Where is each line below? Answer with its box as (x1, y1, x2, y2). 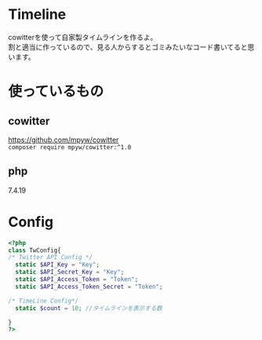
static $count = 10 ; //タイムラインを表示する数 (15, 304, 162, 312)
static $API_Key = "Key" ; (15, 261, 100, 269)
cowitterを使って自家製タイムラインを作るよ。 (8, 32, 158, 42)
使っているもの (8, 82, 104, 101)
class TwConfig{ (8, 246, 61, 254)
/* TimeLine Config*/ (8, 297, 79, 305)
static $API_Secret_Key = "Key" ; (15, 269, 125, 276)
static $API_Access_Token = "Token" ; (15, 276, 139, 283)
